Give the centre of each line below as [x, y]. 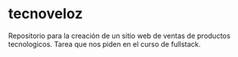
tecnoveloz [45, 14]
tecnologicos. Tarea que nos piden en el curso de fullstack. [105, 44]
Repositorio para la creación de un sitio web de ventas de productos [119, 36]
